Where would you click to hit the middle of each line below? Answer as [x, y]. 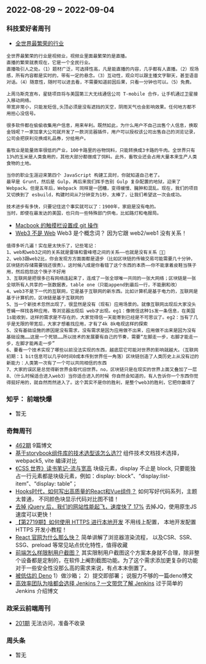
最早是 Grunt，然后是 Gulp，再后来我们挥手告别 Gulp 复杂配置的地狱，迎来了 [93, 181]
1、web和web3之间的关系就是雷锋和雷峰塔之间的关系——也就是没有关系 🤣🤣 [86, 252]
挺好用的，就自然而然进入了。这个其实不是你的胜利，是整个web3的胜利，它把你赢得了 [103, 383]
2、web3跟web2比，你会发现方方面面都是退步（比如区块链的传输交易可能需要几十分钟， [101, 259]
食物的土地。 [20, 163]
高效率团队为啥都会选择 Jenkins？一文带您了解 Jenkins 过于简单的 [99, 583]
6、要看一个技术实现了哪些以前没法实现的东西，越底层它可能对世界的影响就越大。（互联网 [102, 350]
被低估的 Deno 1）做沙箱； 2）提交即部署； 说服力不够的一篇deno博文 [104, 576]
